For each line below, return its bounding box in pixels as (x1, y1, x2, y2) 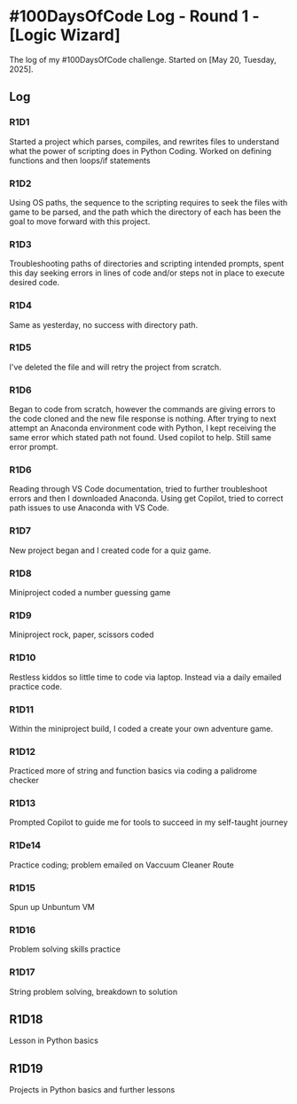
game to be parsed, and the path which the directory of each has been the (9, 206, 282, 217)
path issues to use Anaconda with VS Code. (9, 502, 170, 513)
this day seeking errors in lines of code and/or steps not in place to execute (9, 268, 285, 278)
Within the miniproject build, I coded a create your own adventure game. (9, 723, 273, 734)
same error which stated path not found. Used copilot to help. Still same (9, 432, 272, 443)
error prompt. (9, 441, 59, 453)
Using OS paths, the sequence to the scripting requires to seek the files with (9, 197, 288, 207)
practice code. (9, 680, 62, 692)
